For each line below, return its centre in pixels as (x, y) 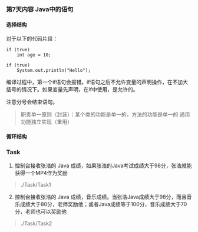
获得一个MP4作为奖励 (41, 173)
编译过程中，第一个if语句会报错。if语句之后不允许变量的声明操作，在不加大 (97, 82)
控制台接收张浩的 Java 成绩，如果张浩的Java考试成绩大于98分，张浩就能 (103, 165)
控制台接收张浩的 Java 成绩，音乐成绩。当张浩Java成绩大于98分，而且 (100, 197)
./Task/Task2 (36, 223)
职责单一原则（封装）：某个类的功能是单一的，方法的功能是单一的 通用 (105, 115)
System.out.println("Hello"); (54, 71)
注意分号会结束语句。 (32, 102)
